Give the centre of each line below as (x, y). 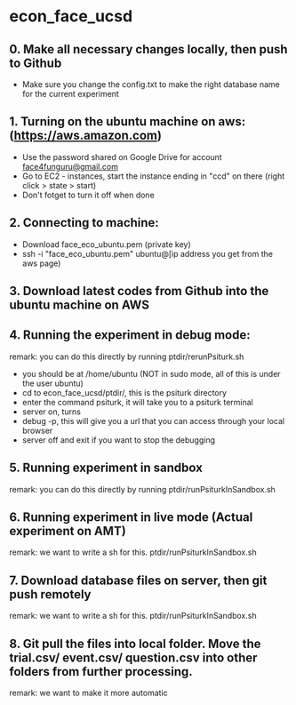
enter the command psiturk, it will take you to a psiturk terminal (137, 402)
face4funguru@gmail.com (70, 166)
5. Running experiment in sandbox (106, 468)
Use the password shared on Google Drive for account (122, 156)
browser (37, 430)
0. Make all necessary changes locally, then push (148, 49)
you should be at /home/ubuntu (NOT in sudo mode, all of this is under (152, 373)
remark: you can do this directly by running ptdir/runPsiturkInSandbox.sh (142, 489)
